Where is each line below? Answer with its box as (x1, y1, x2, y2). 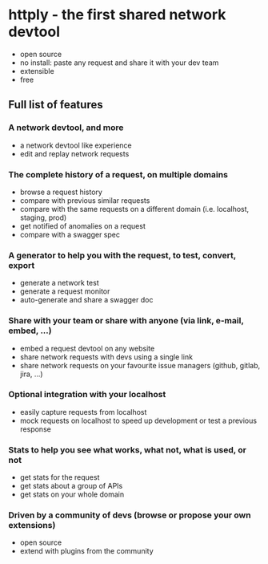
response (19, 424, 52, 434)
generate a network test (19, 278, 99, 288)
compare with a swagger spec (19, 229, 120, 239)
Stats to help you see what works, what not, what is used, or (8, 444, 246, 455)
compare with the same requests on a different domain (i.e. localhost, (19, 204, 250, 213)
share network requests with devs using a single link (19, 351, 194, 362)
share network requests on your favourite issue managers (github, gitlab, (19, 360, 261, 370)
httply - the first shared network (8, 6, 226, 24)
